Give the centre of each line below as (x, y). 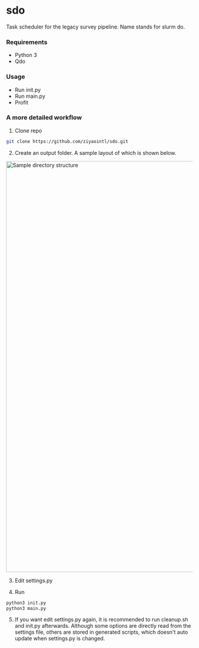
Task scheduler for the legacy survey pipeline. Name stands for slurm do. (96, 27)
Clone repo (28, 131)
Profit (21, 102)
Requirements (27, 42)
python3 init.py (26, 603)
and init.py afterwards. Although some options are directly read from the (103, 626)
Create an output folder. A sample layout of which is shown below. (95, 153)
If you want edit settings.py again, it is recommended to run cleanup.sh (101, 620)
